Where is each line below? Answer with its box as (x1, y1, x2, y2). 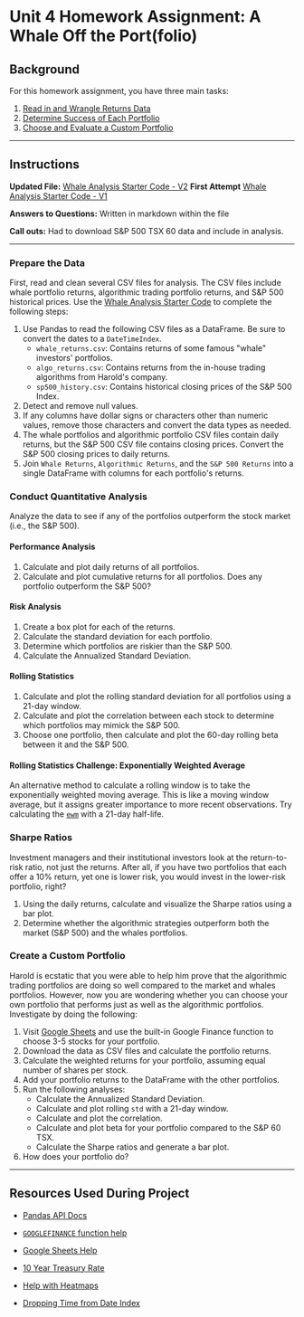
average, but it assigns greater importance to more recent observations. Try (9, 799, 292, 810)
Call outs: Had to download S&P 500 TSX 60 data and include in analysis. (9, 225, 284, 236)
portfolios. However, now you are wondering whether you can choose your (9, 989, 288, 1000)
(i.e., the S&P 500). (9, 520, 80, 531)
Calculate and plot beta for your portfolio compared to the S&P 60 (35, 1122, 281, 1132)
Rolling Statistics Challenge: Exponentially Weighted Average (9, 760, 246, 771)
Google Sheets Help (22, 1245, 98, 1255)
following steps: (9, 306, 69, 317)
